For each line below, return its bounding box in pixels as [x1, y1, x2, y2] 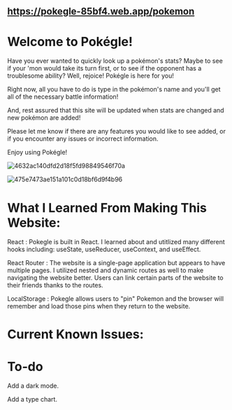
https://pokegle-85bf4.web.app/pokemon [7, 6, 195, 17]
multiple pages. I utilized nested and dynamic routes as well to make [7, 266, 204, 275]
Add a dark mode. [7, 381, 59, 390]
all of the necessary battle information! [7, 92, 119, 101]
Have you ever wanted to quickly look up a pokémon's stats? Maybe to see [7, 57, 224, 65]
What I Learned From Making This [7, 199, 208, 215]
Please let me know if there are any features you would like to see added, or [7, 127, 226, 136]
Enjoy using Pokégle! [7, 148, 68, 157]
